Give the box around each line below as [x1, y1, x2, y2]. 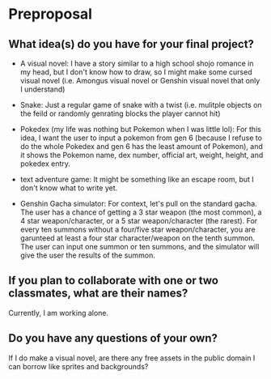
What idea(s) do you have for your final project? [8, 37, 255, 51]
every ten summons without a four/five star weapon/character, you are [19, 224, 256, 234]
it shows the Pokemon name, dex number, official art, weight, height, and [19, 151, 264, 160]
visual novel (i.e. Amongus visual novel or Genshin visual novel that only [19, 76, 260, 85]
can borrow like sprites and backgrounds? [8, 361, 149, 371]
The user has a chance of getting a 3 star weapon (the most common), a [19, 207, 262, 217]
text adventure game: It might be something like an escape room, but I [19, 175, 255, 184]
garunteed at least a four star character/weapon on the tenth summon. [19, 233, 256, 243]
